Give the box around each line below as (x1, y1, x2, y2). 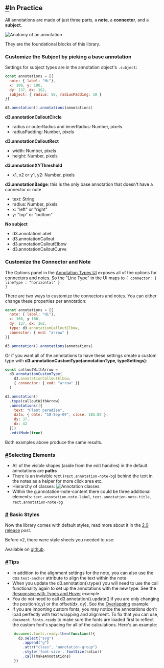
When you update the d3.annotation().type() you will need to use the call (12, 580, 159, 586)
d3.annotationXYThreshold (5, 162, 63, 168)
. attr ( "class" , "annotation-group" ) (23, 645, 97, 650)
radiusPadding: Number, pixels (12, 129, 74, 135)
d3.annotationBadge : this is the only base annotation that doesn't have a (5, 181, 153, 187)
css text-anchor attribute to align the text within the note (12, 575, 126, 581)
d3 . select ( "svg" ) (18, 636, 54, 641)
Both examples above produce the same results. (5, 439, 103, 445)
